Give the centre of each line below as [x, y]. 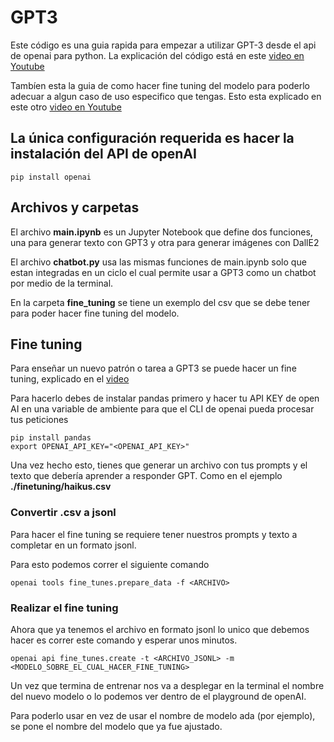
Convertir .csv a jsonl [63, 513]
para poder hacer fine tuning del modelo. [95, 313]
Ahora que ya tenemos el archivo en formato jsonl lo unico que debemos [160, 629]
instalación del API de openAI [103, 154]
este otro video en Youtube [66, 107]
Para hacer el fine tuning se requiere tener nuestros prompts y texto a [154, 534]
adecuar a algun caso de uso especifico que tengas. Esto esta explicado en [166, 96]
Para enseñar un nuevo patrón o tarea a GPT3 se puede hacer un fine [153, 368]
